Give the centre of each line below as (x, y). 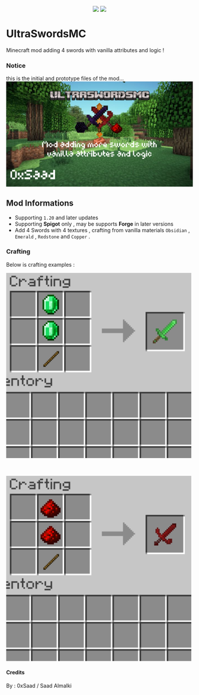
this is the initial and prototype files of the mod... (65, 79)
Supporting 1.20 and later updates (57, 217)
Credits (15, 672)
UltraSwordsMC (46, 34)
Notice (16, 65)
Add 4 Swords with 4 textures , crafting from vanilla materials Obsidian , (102, 230)
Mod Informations (40, 204)
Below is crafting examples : (41, 264)
